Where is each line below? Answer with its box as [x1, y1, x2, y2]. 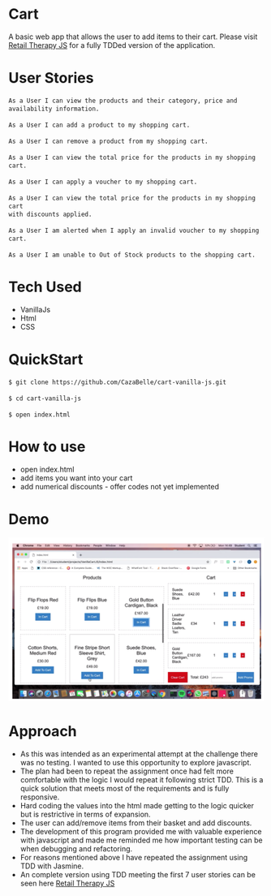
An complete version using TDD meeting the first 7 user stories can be [19, 869, 256, 879]
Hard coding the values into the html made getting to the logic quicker [19, 800, 254, 810]
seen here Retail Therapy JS [19, 878, 115, 888]
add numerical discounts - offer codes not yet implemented [19, 481, 220, 491]
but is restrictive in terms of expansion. [19, 809, 152, 819]
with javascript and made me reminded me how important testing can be [19, 835, 263, 845]
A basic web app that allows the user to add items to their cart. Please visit [8, 32, 258, 41]
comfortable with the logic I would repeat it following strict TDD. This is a [19, 774, 264, 784]
